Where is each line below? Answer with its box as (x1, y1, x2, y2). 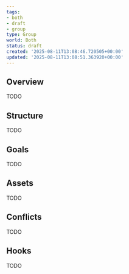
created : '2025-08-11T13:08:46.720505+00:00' (6, 49, 124, 55)
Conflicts (6, 212, 42, 222)
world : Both (6, 37, 37, 43)
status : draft (6, 43, 43, 49)
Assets (6, 178, 33, 189)
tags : (6, 9, 20, 15)
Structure (6, 110, 44, 121)
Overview (6, 77, 44, 87)
